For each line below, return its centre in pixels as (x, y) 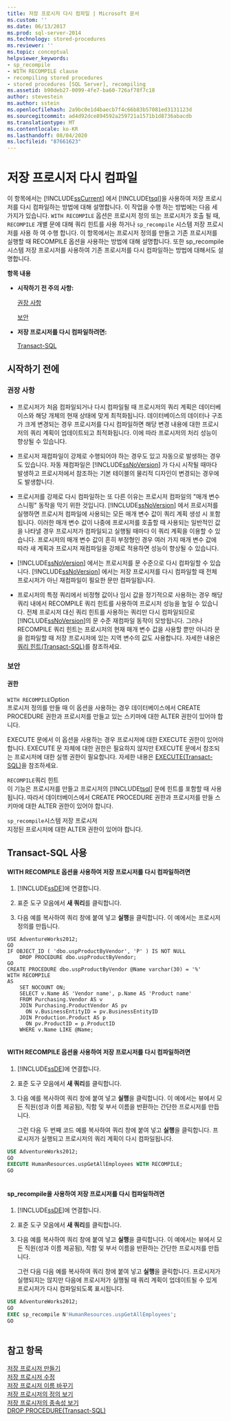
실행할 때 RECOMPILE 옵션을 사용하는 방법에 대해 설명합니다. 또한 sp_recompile (115, 241)
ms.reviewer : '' (30, 46)
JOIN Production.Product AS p (63, 1018)
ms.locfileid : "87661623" (44, 142)
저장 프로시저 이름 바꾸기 (40, 1386)
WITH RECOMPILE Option (38, 699)
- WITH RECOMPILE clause (43, 71)
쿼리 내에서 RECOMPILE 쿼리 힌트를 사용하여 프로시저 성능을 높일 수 (109, 603)
